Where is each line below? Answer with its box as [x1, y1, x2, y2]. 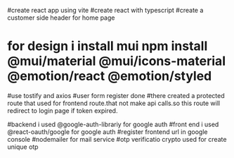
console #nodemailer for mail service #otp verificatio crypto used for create [7, 135, 227, 143]
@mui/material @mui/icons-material [7, 53, 226, 69]
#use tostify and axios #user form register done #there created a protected [7, 91, 225, 99]
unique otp [7, 142, 39, 151]
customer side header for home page [7, 13, 115, 22]
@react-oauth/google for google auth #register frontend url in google [7, 127, 208, 136]
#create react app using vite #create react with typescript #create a [7, 6, 204, 14]
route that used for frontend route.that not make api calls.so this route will [7, 99, 220, 107]
